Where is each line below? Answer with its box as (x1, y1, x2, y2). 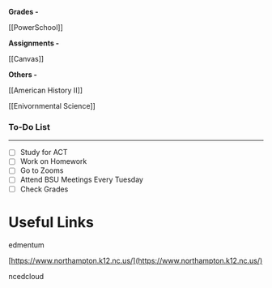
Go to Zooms (19, 165, 64, 175)
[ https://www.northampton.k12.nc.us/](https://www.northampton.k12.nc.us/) (8, 256, 263, 265)
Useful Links (8, 213, 95, 231)
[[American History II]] (8, 85, 83, 95)
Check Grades (19, 184, 69, 194)
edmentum (8, 239, 45, 250)
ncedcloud (8, 271, 45, 281)
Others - (8, 70, 38, 80)
